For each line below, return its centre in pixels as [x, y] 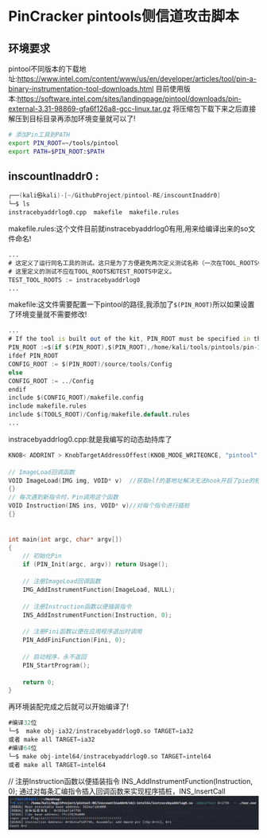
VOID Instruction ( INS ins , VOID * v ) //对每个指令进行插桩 [99, 506]
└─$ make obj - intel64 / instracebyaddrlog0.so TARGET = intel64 [110, 756]
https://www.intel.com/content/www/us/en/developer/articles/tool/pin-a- [137, 79]
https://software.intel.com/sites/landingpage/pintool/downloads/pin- [130, 99]
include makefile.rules [48, 406]
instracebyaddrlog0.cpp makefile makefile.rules [94, 213]
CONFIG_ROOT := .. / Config [51, 381]
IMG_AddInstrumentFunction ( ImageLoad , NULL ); [99, 589]
